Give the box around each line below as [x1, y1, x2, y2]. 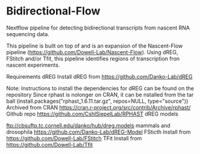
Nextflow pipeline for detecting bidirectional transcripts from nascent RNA [6, 24, 190, 31]
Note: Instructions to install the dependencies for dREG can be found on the [6, 84, 195, 91]
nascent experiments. [6, 61, 60, 69]
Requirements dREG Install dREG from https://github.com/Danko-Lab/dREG [6, 73, 193, 80]
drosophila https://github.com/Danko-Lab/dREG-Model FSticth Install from [6, 128, 191, 135]
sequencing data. [6, 30, 49, 37]
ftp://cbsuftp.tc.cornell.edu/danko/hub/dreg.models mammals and [6, 122, 170, 129]
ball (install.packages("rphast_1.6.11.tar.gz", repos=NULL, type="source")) [6, 97, 189, 105]
